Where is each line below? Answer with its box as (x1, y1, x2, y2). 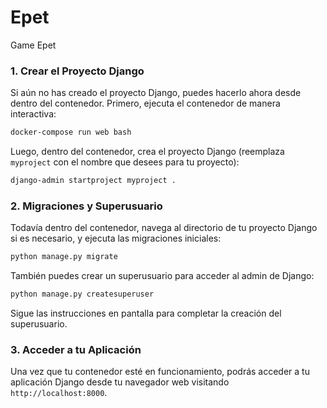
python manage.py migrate (10, 252, 118, 262)
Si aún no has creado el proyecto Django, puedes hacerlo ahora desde (10, 87, 302, 99)
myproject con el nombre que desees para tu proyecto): (10, 156, 240, 168)
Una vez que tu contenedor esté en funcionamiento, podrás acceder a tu (10, 366, 310, 378)
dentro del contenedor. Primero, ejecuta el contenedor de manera (10, 97, 281, 110)
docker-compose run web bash (10, 127, 132, 138)
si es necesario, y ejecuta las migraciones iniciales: (10, 232, 222, 245)
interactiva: (10, 108, 57, 120)
